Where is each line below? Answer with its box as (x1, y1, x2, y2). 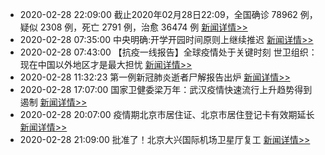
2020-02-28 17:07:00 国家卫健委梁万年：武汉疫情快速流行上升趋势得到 (19, 84, 313, 95)
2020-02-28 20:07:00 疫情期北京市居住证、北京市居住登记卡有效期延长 (19, 109, 315, 120)
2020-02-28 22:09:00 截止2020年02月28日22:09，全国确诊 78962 (19, 9, 298, 20)
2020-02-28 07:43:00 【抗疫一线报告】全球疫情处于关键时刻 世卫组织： (19, 46, 318, 58)
